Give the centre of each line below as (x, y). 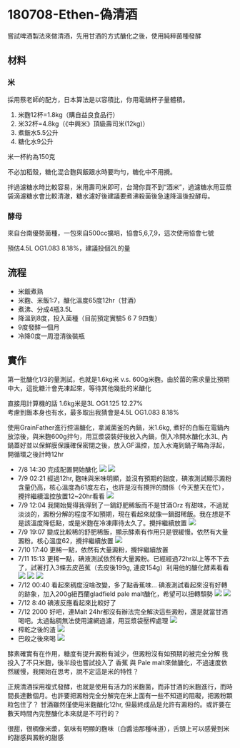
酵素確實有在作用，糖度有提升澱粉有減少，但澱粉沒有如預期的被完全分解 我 (118, 653)
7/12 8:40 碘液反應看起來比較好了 (67, 602)
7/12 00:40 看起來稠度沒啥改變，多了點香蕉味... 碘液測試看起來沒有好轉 (122, 585)
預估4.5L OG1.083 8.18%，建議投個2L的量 (69, 248)
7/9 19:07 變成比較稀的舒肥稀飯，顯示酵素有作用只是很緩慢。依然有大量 (123, 532)
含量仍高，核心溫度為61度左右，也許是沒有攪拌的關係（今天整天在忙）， (123, 487)
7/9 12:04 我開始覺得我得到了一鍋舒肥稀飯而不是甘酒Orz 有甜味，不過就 (123, 505)
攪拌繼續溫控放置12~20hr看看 (61, 496)
